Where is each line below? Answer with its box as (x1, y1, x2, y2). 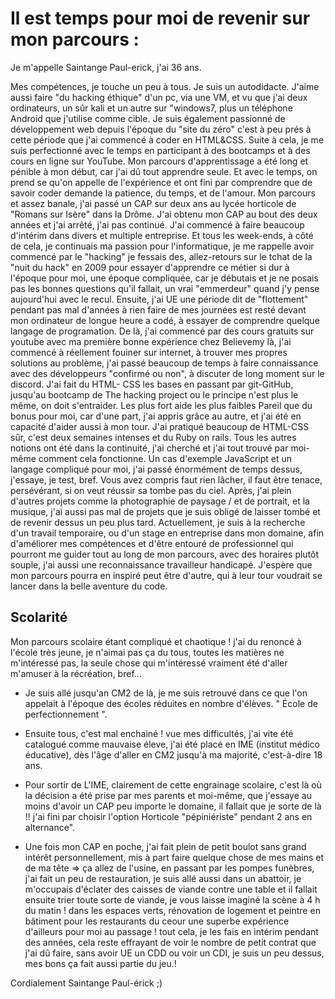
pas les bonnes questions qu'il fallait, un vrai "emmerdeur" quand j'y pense (10, 282, 320, 294)
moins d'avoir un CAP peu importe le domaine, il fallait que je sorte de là (24, 800, 322, 812)
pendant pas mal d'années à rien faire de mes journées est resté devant (10, 303, 307, 316)
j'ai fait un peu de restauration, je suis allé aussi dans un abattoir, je (24, 872, 302, 884)
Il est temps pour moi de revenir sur (10, 7, 311, 30)
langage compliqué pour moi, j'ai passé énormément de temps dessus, (10, 463, 303, 475)
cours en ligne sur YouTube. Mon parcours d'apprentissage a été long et (10, 155, 309, 167)
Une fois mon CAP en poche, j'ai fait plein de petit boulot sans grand (24, 840, 307, 852)
